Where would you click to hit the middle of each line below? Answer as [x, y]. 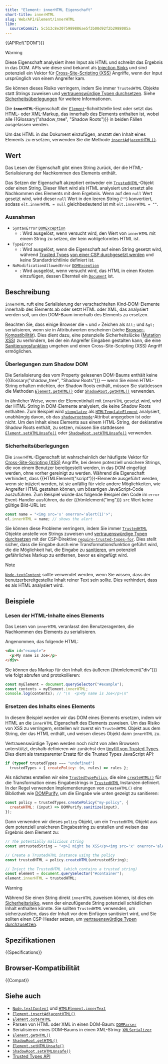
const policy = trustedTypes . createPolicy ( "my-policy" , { [67, 803]
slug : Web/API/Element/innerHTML [40, 19]
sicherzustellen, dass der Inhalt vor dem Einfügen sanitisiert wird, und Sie [81, 914]
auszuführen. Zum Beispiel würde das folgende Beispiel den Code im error [82, 494]
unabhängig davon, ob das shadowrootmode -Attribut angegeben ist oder [78, 417]
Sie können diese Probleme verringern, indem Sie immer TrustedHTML [76, 528]
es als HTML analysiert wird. [34, 585]
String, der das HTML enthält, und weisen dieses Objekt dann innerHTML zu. [83, 733]
